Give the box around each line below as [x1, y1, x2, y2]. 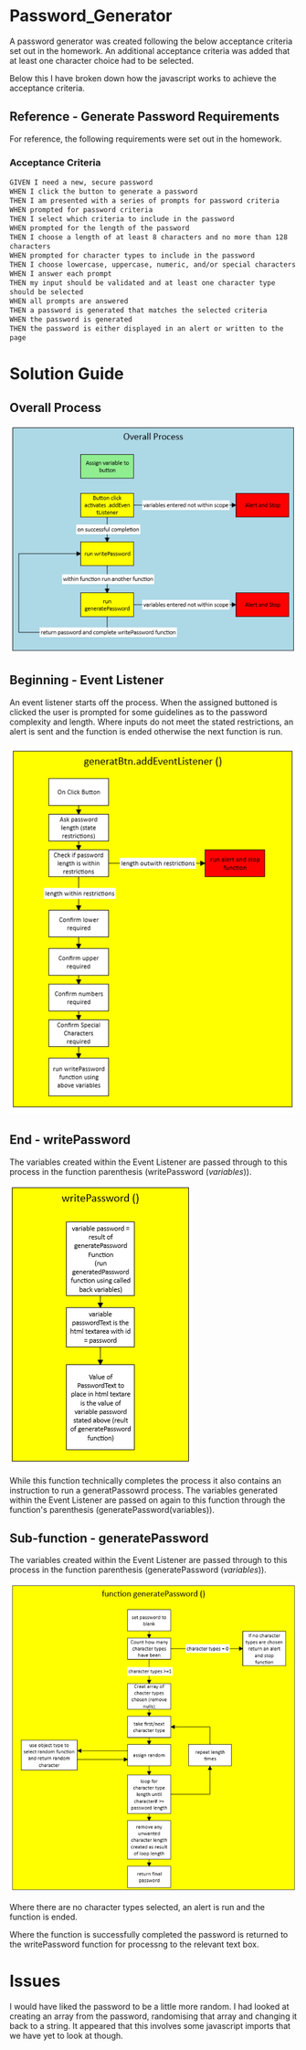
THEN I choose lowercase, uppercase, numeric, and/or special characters [9, 260, 297, 269]
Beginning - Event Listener [9, 672, 164, 688]
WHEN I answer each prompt [9, 269, 112, 279]
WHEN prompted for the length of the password [9, 224, 190, 233]
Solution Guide [9, 364, 124, 385]
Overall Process [9, 399, 102, 416]
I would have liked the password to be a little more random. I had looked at [9, 2002, 290, 2013]
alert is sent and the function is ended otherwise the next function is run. [9, 725, 283, 736]
